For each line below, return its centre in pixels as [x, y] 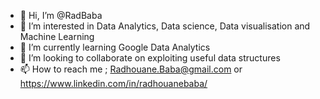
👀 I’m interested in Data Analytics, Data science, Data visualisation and [165, 26]
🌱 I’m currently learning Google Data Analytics [115, 47]
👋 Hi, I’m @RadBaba [61, 15]
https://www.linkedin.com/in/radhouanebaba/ [113, 83]
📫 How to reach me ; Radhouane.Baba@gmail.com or [131, 69]
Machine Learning [57, 36]
